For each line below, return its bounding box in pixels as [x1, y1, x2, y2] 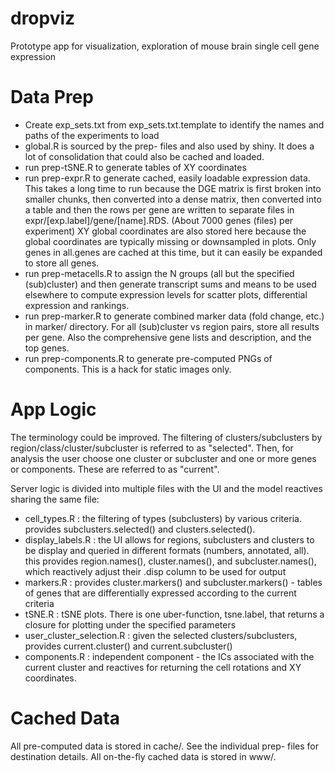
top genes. [24, 342, 70, 354]
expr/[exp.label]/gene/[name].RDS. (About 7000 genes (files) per [24, 214, 294, 226]
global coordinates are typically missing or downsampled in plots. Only [24, 235, 317, 247]
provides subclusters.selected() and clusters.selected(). [24, 523, 256, 535]
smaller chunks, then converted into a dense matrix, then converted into [24, 193, 322, 205]
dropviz [10, 7, 76, 30]
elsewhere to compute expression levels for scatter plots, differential [24, 288, 308, 301]
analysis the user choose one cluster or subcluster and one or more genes [10, 452, 317, 464]
